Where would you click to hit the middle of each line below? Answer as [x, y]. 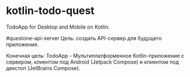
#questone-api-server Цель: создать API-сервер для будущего [84, 38]
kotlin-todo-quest [50, 11]
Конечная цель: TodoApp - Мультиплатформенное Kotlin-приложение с [95, 55]
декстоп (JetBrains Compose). [43, 68]
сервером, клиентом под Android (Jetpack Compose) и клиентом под [93, 62]
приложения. [23, 44]
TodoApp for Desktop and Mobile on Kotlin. [58, 27]
